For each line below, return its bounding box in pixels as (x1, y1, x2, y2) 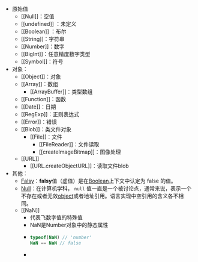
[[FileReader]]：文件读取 (38, 141, 100, 148)
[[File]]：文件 (29, 133, 63, 140)
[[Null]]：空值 (20, 13, 55, 20)
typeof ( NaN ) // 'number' (29, 234, 92, 240)
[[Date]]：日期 (20, 103, 56, 110)
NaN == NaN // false (29, 240, 82, 246)
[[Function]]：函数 (20, 96, 66, 102)
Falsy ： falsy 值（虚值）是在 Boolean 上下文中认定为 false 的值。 (20, 177, 176, 184)
